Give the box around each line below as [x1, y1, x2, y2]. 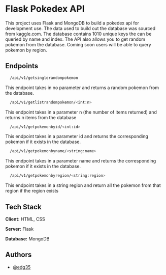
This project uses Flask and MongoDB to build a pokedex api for [5, 20, 140, 26]
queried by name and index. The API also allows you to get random [5, 36, 146, 42]
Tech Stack [5, 202, 42, 211]
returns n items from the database [5, 114, 77, 120]
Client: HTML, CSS [5, 216, 45, 222]
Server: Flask [5, 226, 34, 232]
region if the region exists [5, 188, 59, 194]
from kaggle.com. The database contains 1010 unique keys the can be [5, 31, 152, 37]
